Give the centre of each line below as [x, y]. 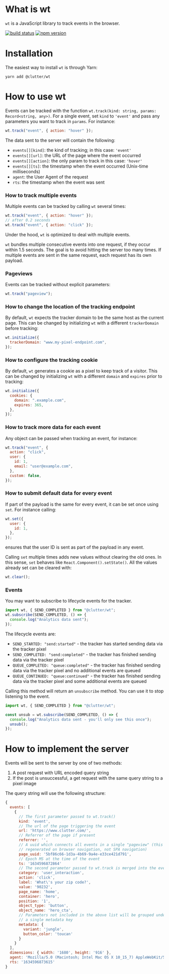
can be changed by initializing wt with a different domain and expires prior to [84, 376]
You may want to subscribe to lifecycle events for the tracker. [69, 601]
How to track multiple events [41, 195]
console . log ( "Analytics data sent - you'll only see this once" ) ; [81, 719]
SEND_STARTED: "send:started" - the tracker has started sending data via [88, 643]
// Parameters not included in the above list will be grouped [86, 915]
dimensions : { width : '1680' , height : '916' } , [61, 953]
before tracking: [22, 329]
